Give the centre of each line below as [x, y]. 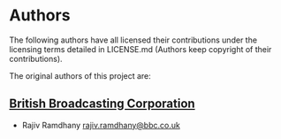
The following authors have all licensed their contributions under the [133, 40]
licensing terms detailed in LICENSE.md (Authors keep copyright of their [140, 49]
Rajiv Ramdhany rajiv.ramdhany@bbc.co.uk [101, 125]
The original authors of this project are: [80, 75]
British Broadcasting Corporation [103, 104]
